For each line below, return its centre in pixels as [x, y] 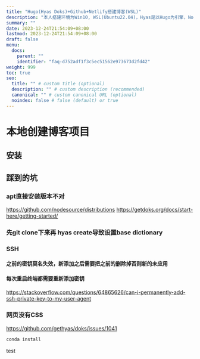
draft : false [22, 39]
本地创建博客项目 [48, 131]
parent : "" [30, 56]
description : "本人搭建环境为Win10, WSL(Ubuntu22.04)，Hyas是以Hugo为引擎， [97, 17]
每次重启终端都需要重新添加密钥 [45, 278]
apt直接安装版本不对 [35, 196]
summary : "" [21, 23]
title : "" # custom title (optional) [58, 84]
